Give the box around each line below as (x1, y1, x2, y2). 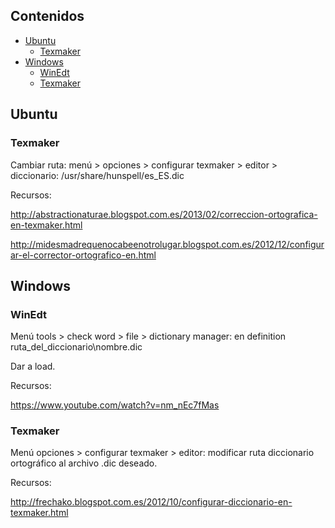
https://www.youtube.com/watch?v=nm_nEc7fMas (10, 399, 220, 411)
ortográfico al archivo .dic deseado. (10, 457, 158, 469)
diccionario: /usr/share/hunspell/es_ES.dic (10, 169, 185, 181)
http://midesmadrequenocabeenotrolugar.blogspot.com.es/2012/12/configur (10, 238, 325, 250)
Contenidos (10, 8, 85, 25)
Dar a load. (10, 360, 56, 373)
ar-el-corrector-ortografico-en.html (10, 249, 157, 261)
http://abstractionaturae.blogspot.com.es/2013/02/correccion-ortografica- (10, 208, 318, 220)
